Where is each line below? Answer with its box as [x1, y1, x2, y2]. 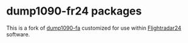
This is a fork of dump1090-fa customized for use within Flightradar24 [6, 24, 182, 31]
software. [6, 30, 30, 38]
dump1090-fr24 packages [6, 4, 142, 18]
